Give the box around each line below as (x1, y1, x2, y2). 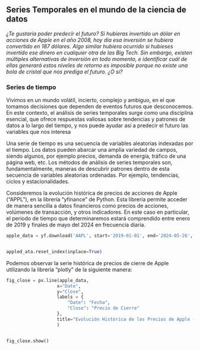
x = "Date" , (57, 283, 82, 289)
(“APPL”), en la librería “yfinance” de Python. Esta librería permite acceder (6, 196, 187, 203)
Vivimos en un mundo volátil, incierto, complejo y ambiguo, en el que (6, 97, 176, 104)
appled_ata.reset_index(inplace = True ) (6, 248, 102, 254)
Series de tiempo (6, 83, 57, 91)
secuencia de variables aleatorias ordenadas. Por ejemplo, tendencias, (6, 171, 180, 179)
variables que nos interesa (6, 128, 71, 136)
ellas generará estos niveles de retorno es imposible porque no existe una (6, 62, 188, 69)
